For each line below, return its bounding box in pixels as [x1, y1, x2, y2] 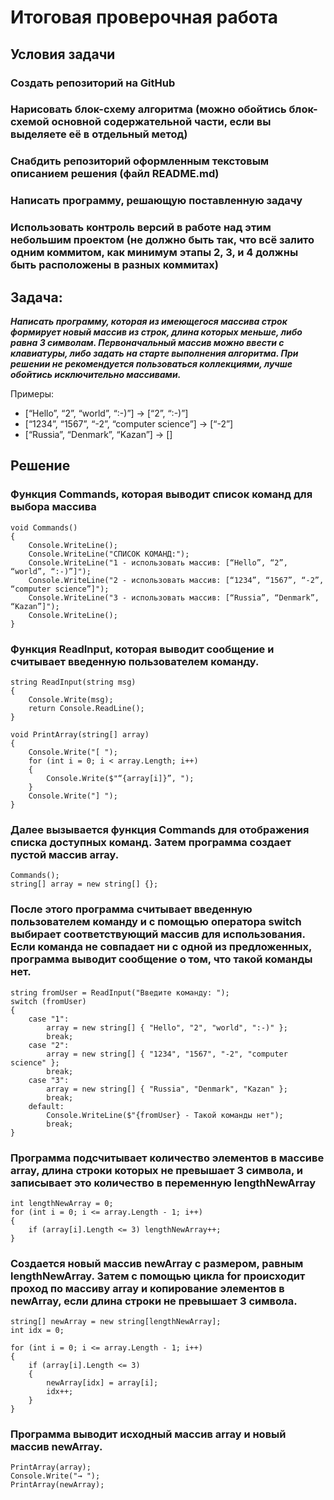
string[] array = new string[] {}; [10, 879, 159, 890]
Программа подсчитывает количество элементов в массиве [10, 1151, 325, 1165]
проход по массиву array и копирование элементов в [10, 1281, 285, 1295]
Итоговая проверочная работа [10, 6, 279, 29]
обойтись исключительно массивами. [10, 369, 182, 380]
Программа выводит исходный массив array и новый [10, 1427, 287, 1441]
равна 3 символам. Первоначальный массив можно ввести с [10, 337, 285, 348]
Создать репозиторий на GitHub [10, 76, 176, 90]
